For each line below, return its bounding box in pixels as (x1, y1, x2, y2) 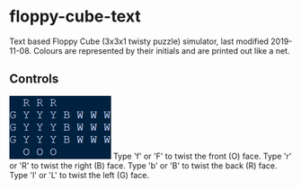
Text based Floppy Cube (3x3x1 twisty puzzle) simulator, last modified (9, 36, 270, 47)
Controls (9, 72, 59, 87)
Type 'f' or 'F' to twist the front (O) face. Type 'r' (112, 150, 292, 161)
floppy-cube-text (9, 6, 141, 27)
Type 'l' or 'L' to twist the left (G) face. (9, 169, 150, 180)
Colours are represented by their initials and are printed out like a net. (32, 45, 290, 56)
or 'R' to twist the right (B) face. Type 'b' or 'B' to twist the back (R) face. (9, 159, 278, 171)
